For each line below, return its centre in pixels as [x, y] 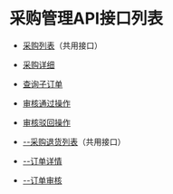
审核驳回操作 [46, 122]
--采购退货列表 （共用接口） [74, 141]
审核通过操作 [46, 103]
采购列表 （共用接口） [62, 45]
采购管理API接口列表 [86, 19]
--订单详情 [42, 160]
